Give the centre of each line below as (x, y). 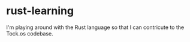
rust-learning (40, 11)
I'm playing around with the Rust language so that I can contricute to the (95, 27)
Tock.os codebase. (30, 33)
